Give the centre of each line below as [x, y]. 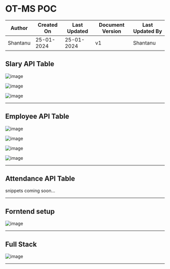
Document [112, 25]
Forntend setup [30, 211]
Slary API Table [30, 64]
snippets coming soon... [30, 191]
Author [19, 28]
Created [48, 25]
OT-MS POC [31, 9]
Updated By [148, 31]
